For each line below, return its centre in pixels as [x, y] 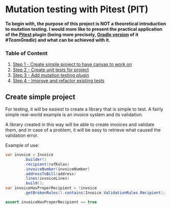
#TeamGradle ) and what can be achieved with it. [58, 40]
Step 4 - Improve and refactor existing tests [58, 81]
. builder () [35, 159]
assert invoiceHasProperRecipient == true [51, 202]
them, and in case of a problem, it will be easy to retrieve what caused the [83, 130]
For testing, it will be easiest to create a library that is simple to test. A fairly [84, 109]
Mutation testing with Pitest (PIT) [77, 9]
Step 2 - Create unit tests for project [51, 70]
